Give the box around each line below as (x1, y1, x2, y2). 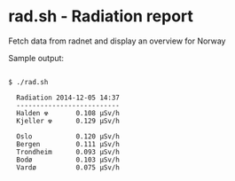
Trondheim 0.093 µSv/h (16, 147, 121, 156)
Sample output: (8, 52, 64, 63)
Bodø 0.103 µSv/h (16, 155, 121, 164)
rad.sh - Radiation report (8, 6, 194, 27)
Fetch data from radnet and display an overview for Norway (8, 35, 226, 46)
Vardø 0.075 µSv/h (16, 162, 121, 172)
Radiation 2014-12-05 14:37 (16, 93, 121, 102)
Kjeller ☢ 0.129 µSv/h (16, 116, 121, 125)
